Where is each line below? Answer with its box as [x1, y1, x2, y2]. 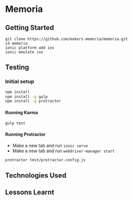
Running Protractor [5, 131, 46, 137]
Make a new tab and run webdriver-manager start [12, 148, 115, 154]
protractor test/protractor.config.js [5, 157, 86, 163]
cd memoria [5, 41, 28, 46]
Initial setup [5, 78, 34, 85]
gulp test [5, 121, 26, 126]
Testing [5, 63, 29, 72]
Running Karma [5, 109, 38, 115]
